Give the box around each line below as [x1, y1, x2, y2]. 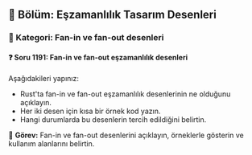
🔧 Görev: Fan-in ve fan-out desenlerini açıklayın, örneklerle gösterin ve [8, 130, 244, 140]
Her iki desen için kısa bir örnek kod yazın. [19, 106, 161, 116]
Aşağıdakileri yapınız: [8, 73, 79, 83]
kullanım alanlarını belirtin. [8, 138, 95, 149]
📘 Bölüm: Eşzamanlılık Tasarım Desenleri [8, 8, 217, 22]
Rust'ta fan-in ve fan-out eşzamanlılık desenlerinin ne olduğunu [19, 89, 231, 99]
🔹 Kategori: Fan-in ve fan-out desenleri [8, 32, 164, 43]
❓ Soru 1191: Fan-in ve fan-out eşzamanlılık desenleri [8, 52, 188, 62]
